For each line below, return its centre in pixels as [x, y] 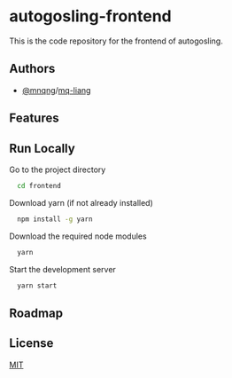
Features [34, 118]
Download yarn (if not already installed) [81, 202]
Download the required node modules [78, 236]
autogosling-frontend [90, 16]
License [31, 343]
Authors [32, 69]
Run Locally [42, 148]
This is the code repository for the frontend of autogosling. [116, 41]
